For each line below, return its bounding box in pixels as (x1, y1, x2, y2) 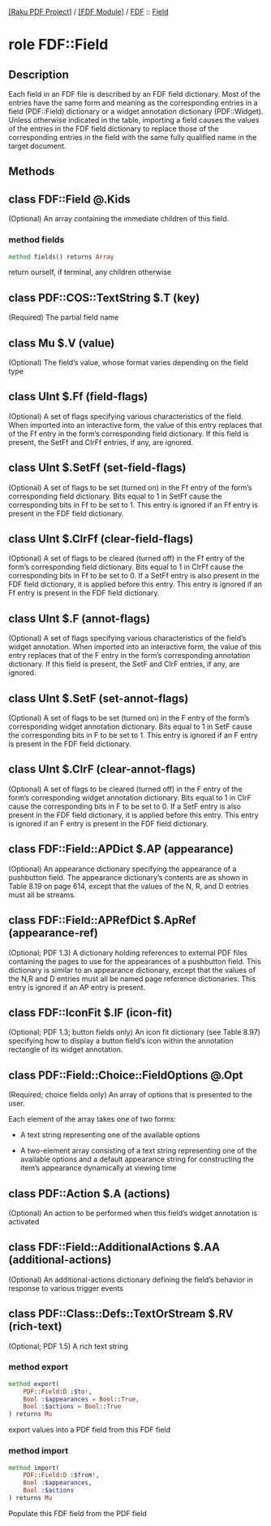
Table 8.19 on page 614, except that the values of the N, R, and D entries (8, 881, 249, 891)
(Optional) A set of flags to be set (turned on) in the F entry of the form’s (8, 713, 250, 723)
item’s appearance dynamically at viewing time (19, 1163, 177, 1173)
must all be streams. (8, 890, 76, 900)
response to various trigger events (8, 1283, 124, 1293)
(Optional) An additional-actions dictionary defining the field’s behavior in (8, 1275, 254, 1284)
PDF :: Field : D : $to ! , (23, 1387, 92, 1396)
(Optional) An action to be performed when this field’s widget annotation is (8, 1208, 258, 1218)
